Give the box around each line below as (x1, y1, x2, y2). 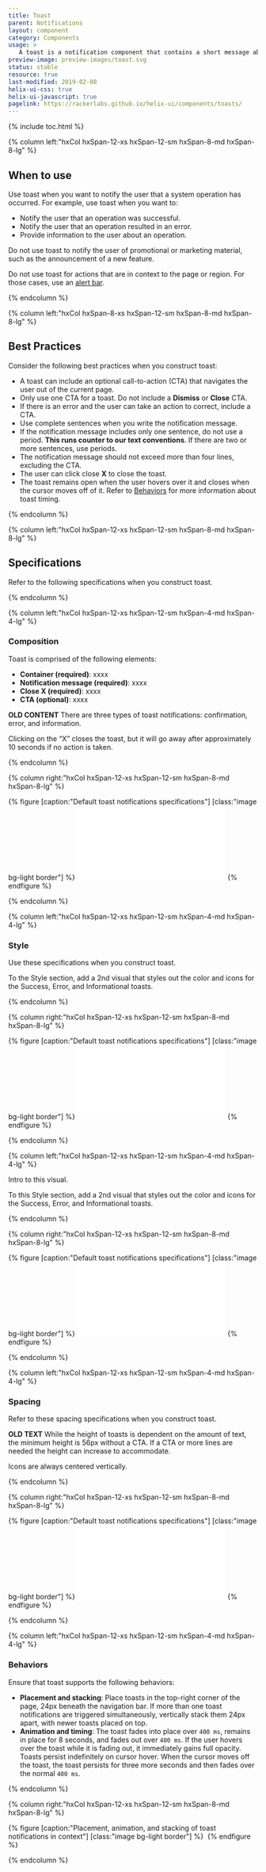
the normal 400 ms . (19, 1768, 81, 1778)
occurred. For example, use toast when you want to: (8, 197, 178, 207)
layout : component (8, 26, 69, 34)
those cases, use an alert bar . (8, 277, 104, 287)
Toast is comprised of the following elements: (8, 654, 157, 663)
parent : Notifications (8, 19, 83, 27)
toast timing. (19, 494, 61, 503)
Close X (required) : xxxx (19, 686, 101, 696)
